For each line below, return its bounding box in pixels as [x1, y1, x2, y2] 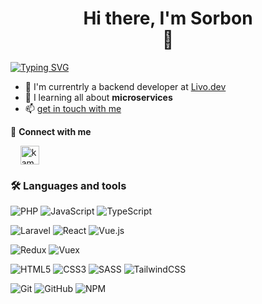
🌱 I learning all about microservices [24, 91, 173, 103]
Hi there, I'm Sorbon [83, 7, 253, 30]
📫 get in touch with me [24, 102, 122, 114]
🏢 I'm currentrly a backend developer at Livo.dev [24, 80, 227, 92]
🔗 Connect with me [10, 125, 92, 137]
